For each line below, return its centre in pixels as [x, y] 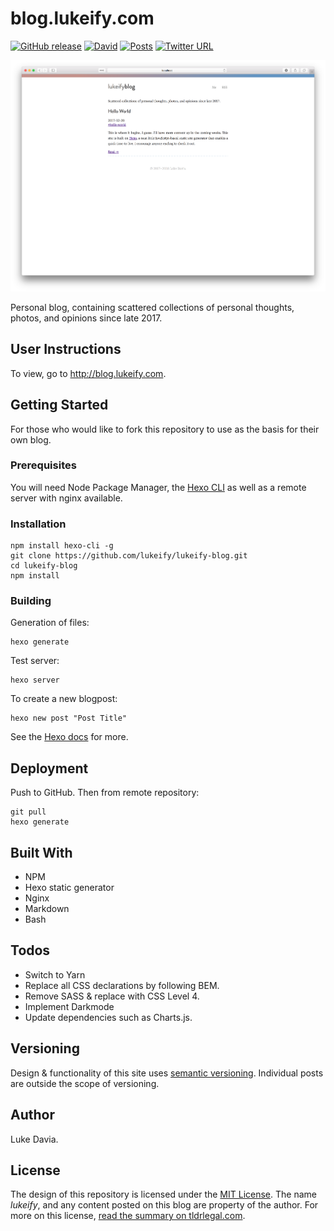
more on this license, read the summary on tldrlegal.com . [128, 1216]
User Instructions [66, 349]
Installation [38, 524]
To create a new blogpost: [64, 699]
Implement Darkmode [69, 1006]
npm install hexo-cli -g [62, 546]
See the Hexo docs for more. [69, 737]
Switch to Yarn [55, 974]
